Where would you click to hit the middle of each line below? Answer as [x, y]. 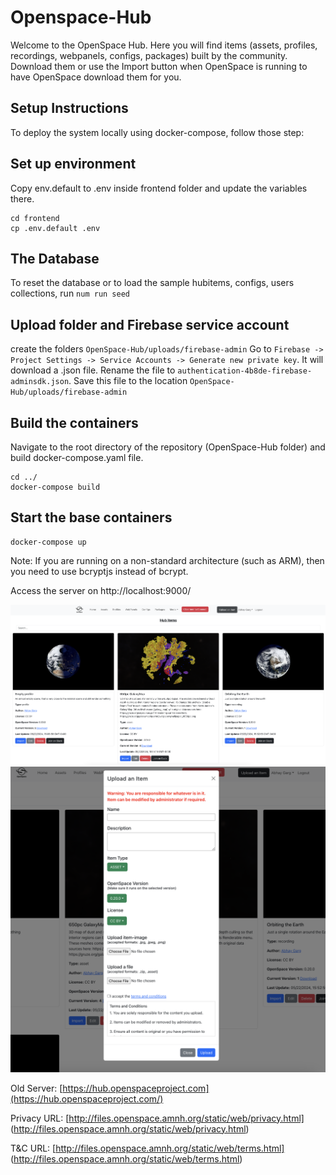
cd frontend [35, 218]
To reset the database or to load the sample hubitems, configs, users [152, 283]
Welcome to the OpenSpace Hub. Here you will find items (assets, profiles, [164, 45]
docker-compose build [55, 487]
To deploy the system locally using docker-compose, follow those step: [157, 132]
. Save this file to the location [128, 381]
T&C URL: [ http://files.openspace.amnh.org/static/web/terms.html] [147, 1148]
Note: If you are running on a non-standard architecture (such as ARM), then [167, 560]
